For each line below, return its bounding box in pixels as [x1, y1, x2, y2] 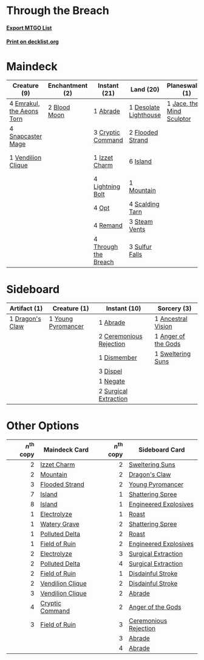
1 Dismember [98, 353, 138, 362]
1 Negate [98, 377, 126, 386]
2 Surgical [98, 387, 128, 396]
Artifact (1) [9, 304, 43, 313]
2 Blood [47, 103, 70, 112]
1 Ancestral [154, 314, 188, 323]
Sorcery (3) [157, 304, 192, 313]
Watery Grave [40, 519, 80, 528]
